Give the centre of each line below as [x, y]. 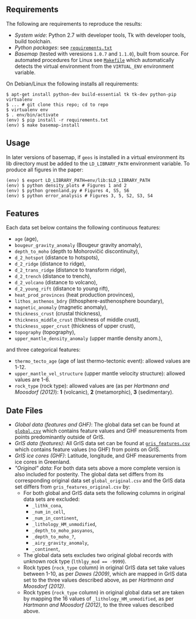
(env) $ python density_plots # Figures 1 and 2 [66, 185]
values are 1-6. [32, 380]
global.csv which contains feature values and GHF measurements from [101, 431]
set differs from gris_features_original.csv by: [72, 487]
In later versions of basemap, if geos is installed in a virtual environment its [95, 157]
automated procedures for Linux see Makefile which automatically [94, 60]
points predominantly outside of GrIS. [60, 437]
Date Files [25, 410]
